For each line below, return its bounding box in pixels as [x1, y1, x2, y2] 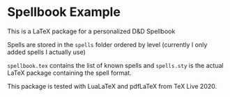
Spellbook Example [7, 4, 121, 20]
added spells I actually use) [7, 48, 86, 56]
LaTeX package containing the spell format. [7, 69, 132, 77]
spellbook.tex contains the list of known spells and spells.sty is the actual [7, 61, 224, 69]
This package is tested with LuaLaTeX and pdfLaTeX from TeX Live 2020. [7, 82, 217, 90]
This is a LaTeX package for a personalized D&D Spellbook [7, 27, 176, 35]
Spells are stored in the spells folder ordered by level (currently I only [7, 40, 208, 48]
